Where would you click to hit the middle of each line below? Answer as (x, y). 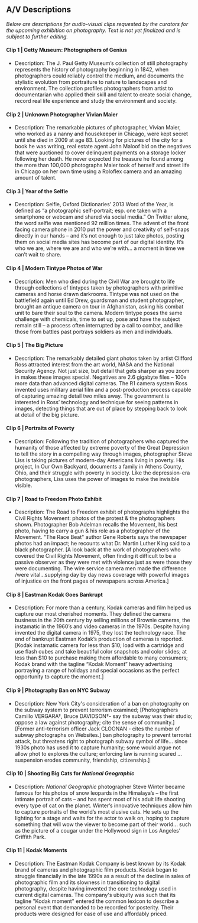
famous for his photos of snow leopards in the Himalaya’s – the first (97, 793)
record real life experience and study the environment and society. (96, 101)
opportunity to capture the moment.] (59, 677)
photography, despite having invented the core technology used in (95, 889)
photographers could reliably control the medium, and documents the (99, 76)
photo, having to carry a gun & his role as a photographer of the (92, 531)
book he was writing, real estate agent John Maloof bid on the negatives (103, 147)
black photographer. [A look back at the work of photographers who (98, 550)
